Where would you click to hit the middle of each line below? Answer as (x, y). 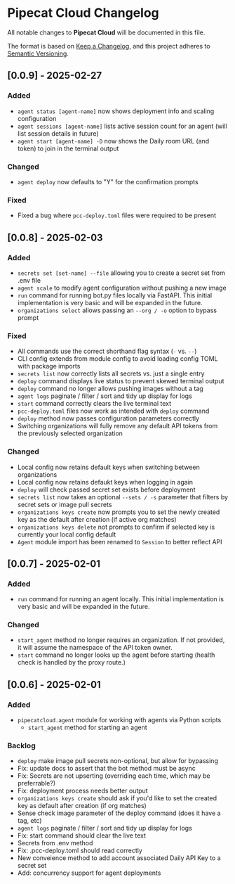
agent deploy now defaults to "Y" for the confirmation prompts (108, 181)
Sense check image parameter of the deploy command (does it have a (119, 813)
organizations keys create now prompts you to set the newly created (119, 512)
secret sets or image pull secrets (65, 504)
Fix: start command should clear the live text (81, 835)
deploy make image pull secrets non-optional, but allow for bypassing (118, 761)
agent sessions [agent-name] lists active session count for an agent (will (122, 126)
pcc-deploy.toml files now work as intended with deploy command (113, 411)
